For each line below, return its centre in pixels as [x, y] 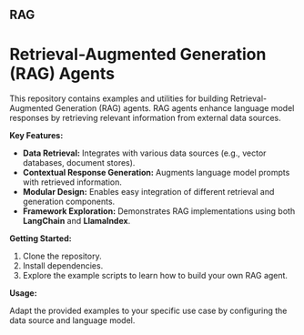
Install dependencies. [63, 266]
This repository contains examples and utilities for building [119, 98]
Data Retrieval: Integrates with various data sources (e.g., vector [144, 153]
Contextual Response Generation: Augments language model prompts [156, 173]
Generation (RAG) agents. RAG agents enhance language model [175, 108]
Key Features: [36, 136]
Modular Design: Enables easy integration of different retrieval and [148, 192]
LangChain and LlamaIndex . [76, 221]
